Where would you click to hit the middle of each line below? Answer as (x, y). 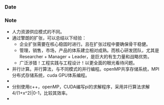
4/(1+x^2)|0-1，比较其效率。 (41, 93)
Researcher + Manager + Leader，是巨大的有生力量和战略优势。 (85, 57)
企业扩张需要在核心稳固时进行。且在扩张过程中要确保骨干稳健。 (85, 44)
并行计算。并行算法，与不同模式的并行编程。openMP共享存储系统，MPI (86, 69)
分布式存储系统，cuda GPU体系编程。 (51, 75)
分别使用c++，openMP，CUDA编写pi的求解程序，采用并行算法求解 (81, 87)
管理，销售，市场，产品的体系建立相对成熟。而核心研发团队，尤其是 (89, 50)
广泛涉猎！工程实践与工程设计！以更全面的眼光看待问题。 (78, 63)
